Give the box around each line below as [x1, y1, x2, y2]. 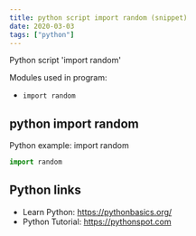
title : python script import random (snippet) [9, 13, 188, 23]
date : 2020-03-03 [9, 22, 75, 31]
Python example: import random [9, 140, 129, 151]
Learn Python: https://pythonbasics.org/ [22, 206, 173, 217]
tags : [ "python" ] [9, 30, 75, 39]
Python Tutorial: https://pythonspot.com [22, 216, 172, 227]
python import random [9, 116, 140, 131]
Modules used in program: [9, 72, 107, 83]
